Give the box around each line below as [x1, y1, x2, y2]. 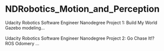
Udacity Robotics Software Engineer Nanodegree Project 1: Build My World [5, 20, 158, 25]
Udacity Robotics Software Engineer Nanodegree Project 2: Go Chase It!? [5, 35, 155, 41]
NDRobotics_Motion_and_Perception [5, 3, 160, 15]
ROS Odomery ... [5, 40, 40, 46]
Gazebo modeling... [5, 25, 45, 30]
